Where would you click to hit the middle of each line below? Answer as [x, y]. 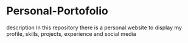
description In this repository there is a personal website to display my [94, 27]
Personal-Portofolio [57, 11]
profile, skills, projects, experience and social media [71, 33]
